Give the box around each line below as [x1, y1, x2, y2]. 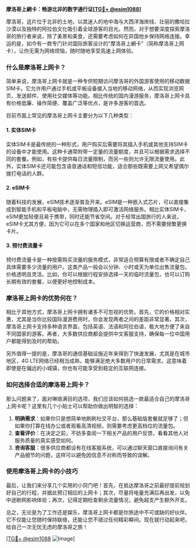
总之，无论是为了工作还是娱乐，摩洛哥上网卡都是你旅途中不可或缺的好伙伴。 [6, 508, 190, 516]
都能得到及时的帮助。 [10, 338, 62, 345]
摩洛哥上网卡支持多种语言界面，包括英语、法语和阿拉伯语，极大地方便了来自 [6, 323, 190, 330]
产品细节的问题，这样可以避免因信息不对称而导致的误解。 [14, 451, 153, 458]
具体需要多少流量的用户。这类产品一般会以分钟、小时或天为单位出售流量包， [6, 263, 190, 270]
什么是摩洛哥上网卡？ [6, 63, 66, 71]
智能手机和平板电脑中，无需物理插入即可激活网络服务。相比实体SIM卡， [16, 206, 190, 213]
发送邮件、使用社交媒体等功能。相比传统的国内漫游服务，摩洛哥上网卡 [16, 92, 185, 99]
